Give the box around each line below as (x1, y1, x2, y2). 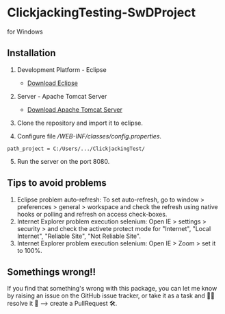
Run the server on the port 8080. (16, 157, 110, 165)
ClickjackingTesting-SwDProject (7, 5, 196, 21)
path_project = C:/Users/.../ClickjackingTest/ (7, 145, 146, 152)
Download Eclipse (27, 79, 79, 87)
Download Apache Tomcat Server (27, 105, 123, 114)
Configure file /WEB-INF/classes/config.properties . (16, 132, 162, 140)
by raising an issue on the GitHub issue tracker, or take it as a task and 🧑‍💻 (7, 291, 215, 300)
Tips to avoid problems (7, 177, 107, 189)
